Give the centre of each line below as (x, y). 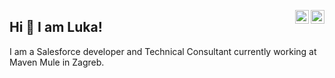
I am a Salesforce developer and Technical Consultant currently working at (163, 51)
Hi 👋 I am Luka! (56, 27)
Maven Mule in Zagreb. (57, 62)
